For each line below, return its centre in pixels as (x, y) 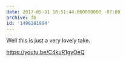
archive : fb (21, 18)
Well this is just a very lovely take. (48, 41)
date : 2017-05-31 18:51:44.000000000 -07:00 (63, 12)
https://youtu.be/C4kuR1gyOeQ (45, 52)
